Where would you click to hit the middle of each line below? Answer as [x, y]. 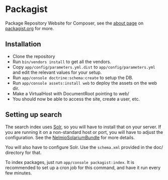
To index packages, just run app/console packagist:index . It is [70, 162]
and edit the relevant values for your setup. [57, 72]
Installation [23, 44]
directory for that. [23, 152]
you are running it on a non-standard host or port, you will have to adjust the [84, 132]
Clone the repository [34, 56]
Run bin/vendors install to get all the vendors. [62, 62]
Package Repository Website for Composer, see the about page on [74, 23]
